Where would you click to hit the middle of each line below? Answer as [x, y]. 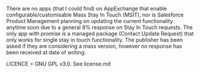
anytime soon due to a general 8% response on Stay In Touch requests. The [99, 27]
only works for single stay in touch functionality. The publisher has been [95, 40]
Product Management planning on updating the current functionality [90, 21]
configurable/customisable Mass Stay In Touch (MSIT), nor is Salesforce [95, 15]
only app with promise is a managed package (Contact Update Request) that [100, 34]
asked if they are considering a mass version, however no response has [94, 46]
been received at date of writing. [46, 52]
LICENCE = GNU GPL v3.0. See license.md [59, 64]
